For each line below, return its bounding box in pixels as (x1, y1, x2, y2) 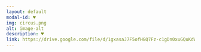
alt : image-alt (6, 25, 44, 32)
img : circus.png (6, 20, 47, 26)
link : (6, 36, 20, 42)
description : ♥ (6, 31, 44, 37)
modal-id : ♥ (6, 14, 36, 20)
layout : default (6, 8, 47, 15)
